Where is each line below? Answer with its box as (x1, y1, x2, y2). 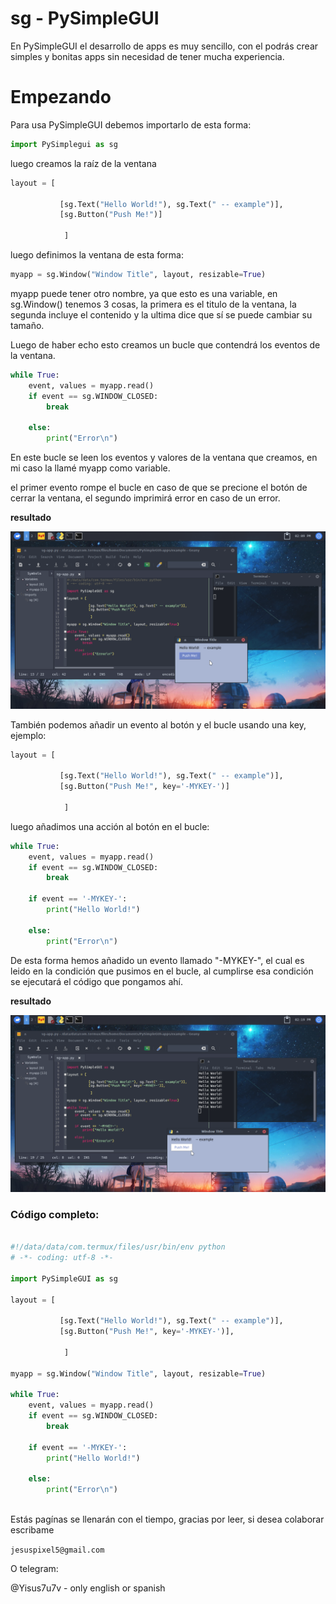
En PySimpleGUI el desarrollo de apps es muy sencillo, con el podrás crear (10, 40, 319, 52)
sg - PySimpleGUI (10, 7, 160, 30)
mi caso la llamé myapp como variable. (10, 462, 171, 474)
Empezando (10, 86, 112, 109)
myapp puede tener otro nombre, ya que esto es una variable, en (10, 287, 278, 299)
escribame (10, 1524, 55, 1536)
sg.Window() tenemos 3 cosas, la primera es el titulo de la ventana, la (10, 298, 297, 310)
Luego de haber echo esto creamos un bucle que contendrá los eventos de (10, 338, 321, 351)
